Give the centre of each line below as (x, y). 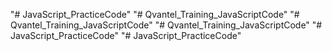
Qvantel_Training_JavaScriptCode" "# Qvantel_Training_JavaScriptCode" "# (166, 25)
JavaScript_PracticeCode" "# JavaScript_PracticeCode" (126, 35)
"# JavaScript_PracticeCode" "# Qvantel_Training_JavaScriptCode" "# (155, 14)
